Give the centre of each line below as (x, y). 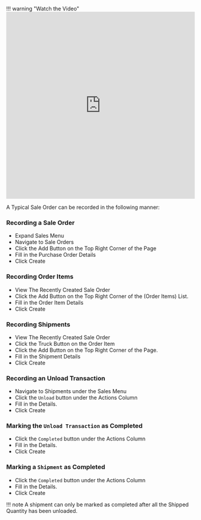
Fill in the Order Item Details (49, 302)
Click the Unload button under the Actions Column (76, 398)
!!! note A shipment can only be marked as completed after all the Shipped (98, 504)
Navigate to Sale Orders (44, 242)
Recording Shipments (38, 324)
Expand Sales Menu (39, 236)
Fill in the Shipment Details (48, 356)
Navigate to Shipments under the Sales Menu (71, 391)
